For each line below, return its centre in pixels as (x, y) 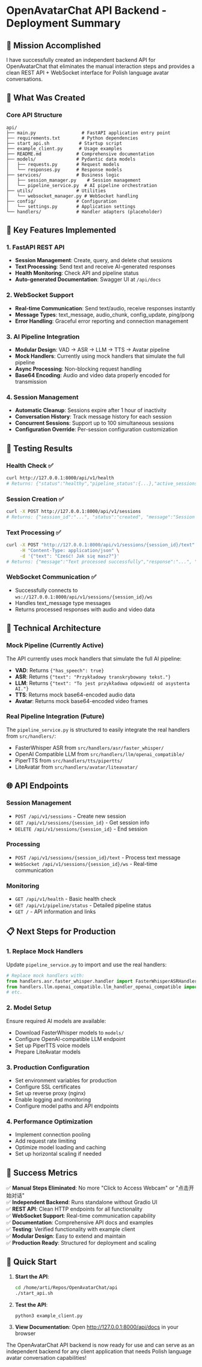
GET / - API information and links (55, 912)
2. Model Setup (29, 1008)
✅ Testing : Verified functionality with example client (71, 1229)
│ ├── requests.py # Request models (63, 164)
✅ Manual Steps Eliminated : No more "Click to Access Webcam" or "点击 (98, 1188)
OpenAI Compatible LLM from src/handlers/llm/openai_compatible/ (100, 754)
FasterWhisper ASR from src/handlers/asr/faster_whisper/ (89, 748)
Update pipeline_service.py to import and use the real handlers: (87, 964)
